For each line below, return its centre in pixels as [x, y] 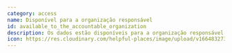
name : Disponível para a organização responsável [80, 20]
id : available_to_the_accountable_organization [77, 26]
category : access [32, 13]
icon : [15, 39]
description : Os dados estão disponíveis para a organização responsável [116, 33]
